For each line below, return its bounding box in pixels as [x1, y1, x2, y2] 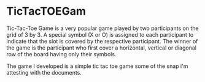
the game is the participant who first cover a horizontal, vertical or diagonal [6, 44, 196, 51]
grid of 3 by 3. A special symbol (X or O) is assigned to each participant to [6, 31, 194, 38]
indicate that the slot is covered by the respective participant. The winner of [6, 37, 198, 45]
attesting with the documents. [6, 69, 82, 76]
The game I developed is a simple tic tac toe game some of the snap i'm [6, 62, 188, 70]
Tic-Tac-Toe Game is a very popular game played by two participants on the [6, 24, 199, 32]
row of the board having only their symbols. [6, 50, 117, 58]
